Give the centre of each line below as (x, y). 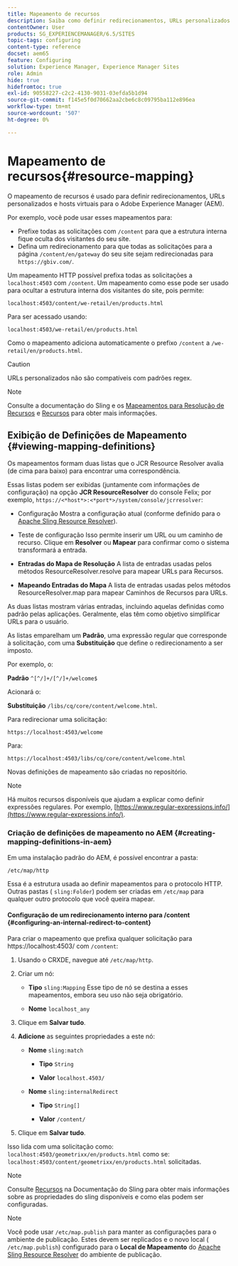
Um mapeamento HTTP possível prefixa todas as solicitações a (100, 275)
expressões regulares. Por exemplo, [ (62, 807)
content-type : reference (44, 47)
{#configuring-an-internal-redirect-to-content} (79, 922)
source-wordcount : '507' (44, 113)
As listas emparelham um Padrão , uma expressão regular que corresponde (117, 635)
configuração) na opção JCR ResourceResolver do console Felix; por (109, 492)
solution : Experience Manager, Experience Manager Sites (93, 67)
